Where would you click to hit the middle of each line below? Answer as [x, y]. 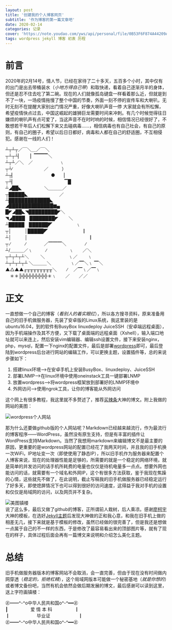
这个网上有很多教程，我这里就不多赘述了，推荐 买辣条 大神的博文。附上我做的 [86, 399]
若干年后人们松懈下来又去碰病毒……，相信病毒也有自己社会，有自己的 [88, 126]
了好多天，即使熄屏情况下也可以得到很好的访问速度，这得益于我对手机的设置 [86, 485]
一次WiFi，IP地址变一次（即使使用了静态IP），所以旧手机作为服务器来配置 [82, 453]
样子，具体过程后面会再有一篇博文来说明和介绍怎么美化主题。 [79, 535]
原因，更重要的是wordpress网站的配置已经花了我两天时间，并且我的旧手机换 [86, 447]
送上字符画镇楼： [23, 592]
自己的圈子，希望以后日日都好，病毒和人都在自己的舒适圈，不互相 [88, 132]
